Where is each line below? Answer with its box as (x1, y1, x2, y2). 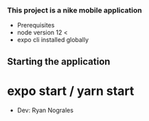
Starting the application (7, 56, 111, 67)
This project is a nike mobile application (7, 5, 142, 15)
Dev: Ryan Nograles (16, 106, 74, 114)
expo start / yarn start (7, 83, 135, 98)
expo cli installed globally (16, 36, 89, 44)
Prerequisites (16, 21, 55, 30)
